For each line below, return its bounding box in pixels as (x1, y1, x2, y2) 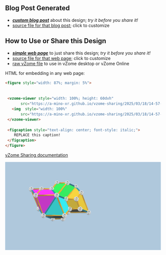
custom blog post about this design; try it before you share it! (12, 17, 138, 23)
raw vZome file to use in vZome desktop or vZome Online (12, 61, 129, 66)
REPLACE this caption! (14, 132, 61, 138)
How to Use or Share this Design (5, 37, 106, 45)
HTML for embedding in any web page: (5, 70, 85, 76)
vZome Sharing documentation (5, 152, 68, 158)
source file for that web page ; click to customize (12, 55, 111, 61)
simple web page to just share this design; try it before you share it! (12, 50, 151, 56)
